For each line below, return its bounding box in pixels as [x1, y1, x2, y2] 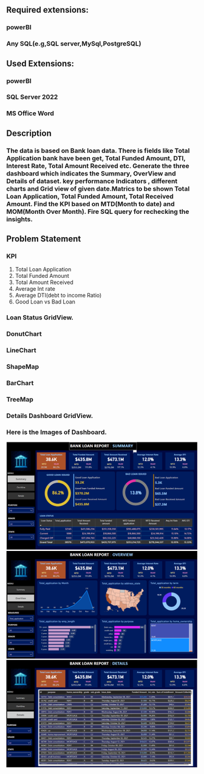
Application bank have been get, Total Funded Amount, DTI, [6, 154, 186, 162]
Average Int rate [15, 285, 56, 293]
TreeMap [6, 395, 33, 403]
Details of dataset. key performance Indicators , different [6, 177, 178, 185]
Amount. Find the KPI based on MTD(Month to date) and [6, 199, 175, 208]
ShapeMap [6, 363, 39, 371]
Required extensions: [6, 5, 89, 15]
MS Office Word [6, 109, 55, 118]
